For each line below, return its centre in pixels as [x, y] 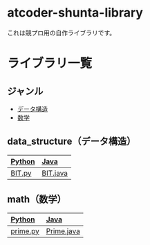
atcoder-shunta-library [75, 13]
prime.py [25, 231]
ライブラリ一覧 [50, 63]
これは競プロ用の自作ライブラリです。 [62, 33]
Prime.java [63, 231]
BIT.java [54, 173]
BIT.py [21, 173]
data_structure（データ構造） [72, 142]
